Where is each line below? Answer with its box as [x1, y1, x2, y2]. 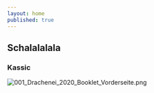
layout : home [7, 10, 45, 17]
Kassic [7, 63, 31, 72]
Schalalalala [7, 42, 61, 54]
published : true [7, 17, 54, 23]
